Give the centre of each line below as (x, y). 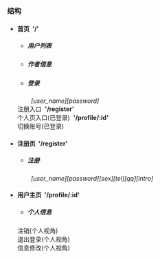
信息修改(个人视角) (44, 248)
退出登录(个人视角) (44, 239)
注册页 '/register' (42, 143)
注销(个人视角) (37, 231)
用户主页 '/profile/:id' (48, 195)
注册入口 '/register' (45, 109)
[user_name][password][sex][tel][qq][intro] (92, 178)
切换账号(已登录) (41, 126)
